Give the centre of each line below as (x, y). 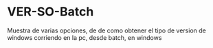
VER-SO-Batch (51, 12)
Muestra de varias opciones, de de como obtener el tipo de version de (106, 30)
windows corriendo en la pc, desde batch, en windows (85, 37)
